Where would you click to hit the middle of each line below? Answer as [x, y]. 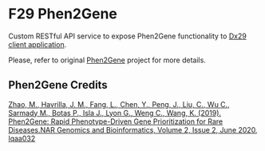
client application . [38, 44]
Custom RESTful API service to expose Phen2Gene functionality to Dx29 [128, 36]
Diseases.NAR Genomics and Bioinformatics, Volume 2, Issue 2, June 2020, [133, 129]
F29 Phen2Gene [63, 14]
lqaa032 [22, 138]
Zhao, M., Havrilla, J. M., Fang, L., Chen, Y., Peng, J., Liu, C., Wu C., [119, 104]
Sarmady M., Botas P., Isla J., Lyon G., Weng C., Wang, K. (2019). [115, 113]
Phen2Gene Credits [58, 85]
